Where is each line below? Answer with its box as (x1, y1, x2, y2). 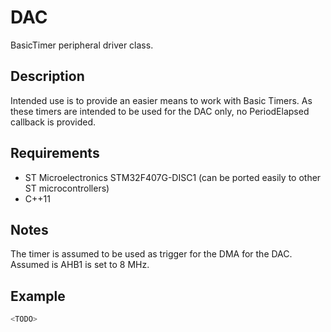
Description (10, 68, 85, 85)
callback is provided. (10, 116, 97, 128)
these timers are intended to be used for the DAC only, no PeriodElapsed (10, 105, 310, 117)
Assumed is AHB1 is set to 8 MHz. (10, 259, 150, 271)
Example (10, 287, 66, 305)
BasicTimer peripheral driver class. (10, 39, 154, 51)
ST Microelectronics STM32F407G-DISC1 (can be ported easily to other (24, 171, 322, 183)
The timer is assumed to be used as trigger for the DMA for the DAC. (10, 248, 293, 260)
